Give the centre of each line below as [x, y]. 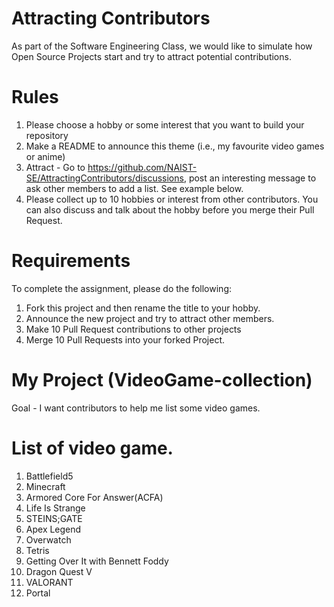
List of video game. [92, 448]
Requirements [71, 261]
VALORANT [49, 582]
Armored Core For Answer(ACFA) [94, 497]
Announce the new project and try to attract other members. [150, 318]
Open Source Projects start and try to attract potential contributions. [151, 56]
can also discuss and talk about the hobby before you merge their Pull [170, 209]
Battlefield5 [49, 476]
